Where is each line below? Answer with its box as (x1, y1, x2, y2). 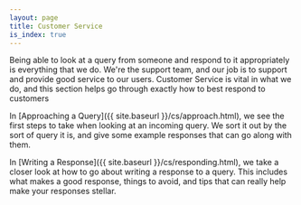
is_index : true (9, 30, 67, 39)
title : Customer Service (9, 22, 103, 31)
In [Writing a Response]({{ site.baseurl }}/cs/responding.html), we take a (9, 157, 279, 168)
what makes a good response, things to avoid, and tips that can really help (9, 176, 287, 187)
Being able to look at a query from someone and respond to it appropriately (9, 55, 290, 66)
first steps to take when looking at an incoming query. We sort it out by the (9, 120, 287, 131)
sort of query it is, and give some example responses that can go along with (9, 130, 292, 141)
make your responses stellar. (9, 186, 117, 197)
